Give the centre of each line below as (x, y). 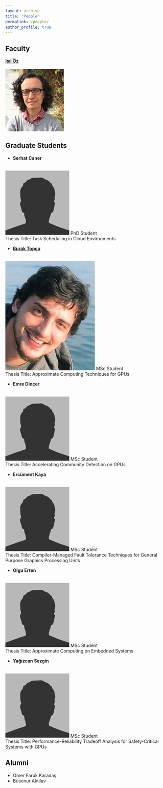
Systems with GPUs (26, 746)
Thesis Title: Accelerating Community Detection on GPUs (66, 464)
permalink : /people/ (27, 22)
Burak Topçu (27, 248)
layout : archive (22, 11)
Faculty (18, 49)
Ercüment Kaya (29, 474)
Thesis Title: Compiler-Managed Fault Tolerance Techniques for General (81, 555)
